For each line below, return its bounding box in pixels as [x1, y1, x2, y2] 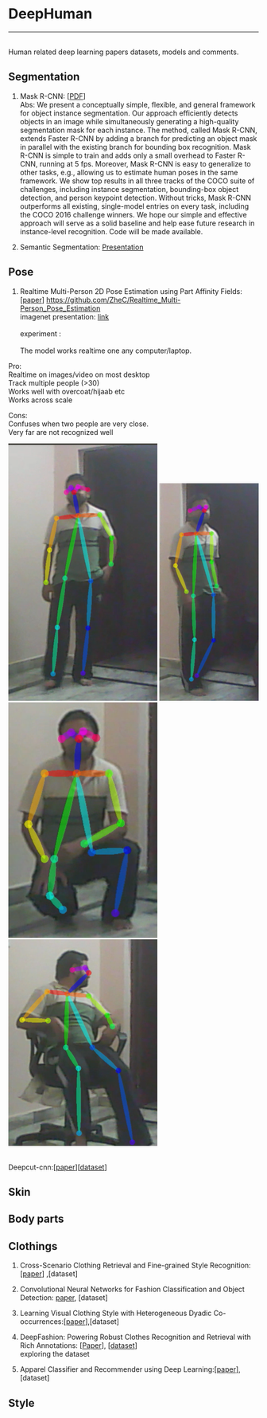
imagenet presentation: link [19, 311, 110, 321]
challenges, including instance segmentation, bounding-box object [19, 184, 239, 194]
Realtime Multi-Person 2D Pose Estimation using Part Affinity [19, 286, 219, 296]
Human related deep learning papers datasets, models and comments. [8, 47, 239, 57]
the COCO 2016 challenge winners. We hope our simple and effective [19, 210, 248, 219]
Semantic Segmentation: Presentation [19, 242, 144, 252]
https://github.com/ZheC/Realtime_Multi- [46, 295, 181, 304]
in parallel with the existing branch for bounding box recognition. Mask [19, 142, 252, 151]
